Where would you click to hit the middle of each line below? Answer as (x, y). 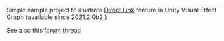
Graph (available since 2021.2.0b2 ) (57, 17)
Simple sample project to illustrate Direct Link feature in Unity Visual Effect (112, 10)
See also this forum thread (44, 30)
